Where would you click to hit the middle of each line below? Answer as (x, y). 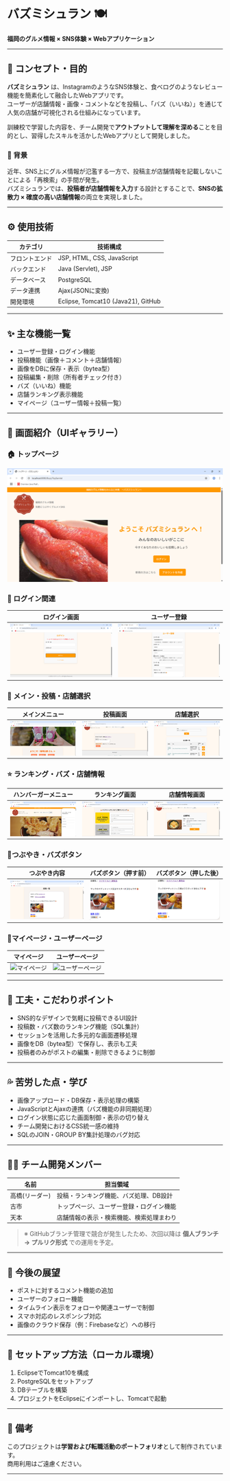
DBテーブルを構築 (42, 1390)
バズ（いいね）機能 (44, 386)
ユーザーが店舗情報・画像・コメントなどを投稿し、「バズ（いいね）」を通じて (115, 104)
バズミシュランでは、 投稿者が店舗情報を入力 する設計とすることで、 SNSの (112, 189)
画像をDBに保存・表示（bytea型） (65, 369)
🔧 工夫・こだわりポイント (61, 1000)
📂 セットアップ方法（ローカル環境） (83, 1355)
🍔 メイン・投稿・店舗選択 (49, 696)
